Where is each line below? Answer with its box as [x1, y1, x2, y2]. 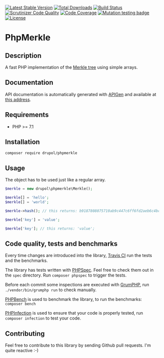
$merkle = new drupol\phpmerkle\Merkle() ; [5, 186, 93, 191]
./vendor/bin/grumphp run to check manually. [5, 287, 97, 293]
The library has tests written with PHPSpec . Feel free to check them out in [5, 267, 154, 273]
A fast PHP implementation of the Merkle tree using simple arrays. [5, 64, 138, 70]
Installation [5, 138, 40, 146]
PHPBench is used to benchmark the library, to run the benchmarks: [5, 297, 143, 302]
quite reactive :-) [5, 348, 39, 354]
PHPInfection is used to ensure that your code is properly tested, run [5, 310, 143, 316]
